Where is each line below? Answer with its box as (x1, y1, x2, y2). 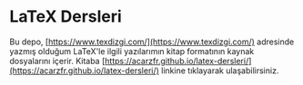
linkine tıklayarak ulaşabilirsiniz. (160, 65, 279, 76)
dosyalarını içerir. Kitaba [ (9, 55, 106, 66)
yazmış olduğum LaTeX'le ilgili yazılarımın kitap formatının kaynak (9, 45, 255, 56)
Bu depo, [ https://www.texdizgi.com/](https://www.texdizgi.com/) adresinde (9, 36, 295, 47)
